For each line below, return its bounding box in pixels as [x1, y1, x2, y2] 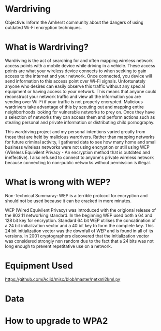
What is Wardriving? [5, 42, 88, 53]
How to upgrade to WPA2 [5, 315, 108, 327]
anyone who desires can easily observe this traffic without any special [5, 83, 145, 89]
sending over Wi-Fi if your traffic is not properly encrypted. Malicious [5, 98, 143, 105]
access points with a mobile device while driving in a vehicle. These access [5, 63, 156, 68]
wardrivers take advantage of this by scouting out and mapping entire [5, 104, 144, 110]
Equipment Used [5, 260, 73, 271]
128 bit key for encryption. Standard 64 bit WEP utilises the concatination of [5, 217, 156, 223]
